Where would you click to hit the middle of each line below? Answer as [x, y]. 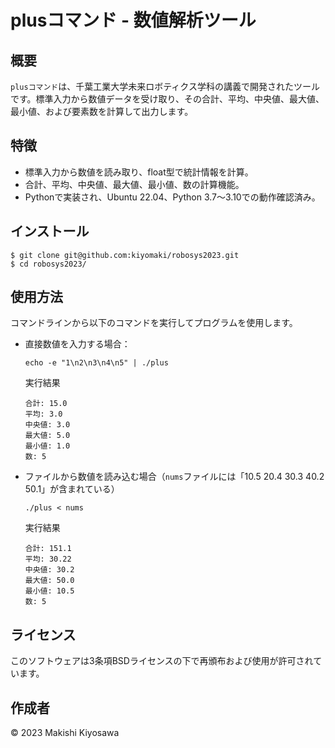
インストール [50, 231]
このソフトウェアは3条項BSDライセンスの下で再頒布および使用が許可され [162, 661]
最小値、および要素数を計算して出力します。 [102, 111]
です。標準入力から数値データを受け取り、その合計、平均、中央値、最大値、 [167, 99]
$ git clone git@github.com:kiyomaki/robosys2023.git [125, 255]
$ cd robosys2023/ [48, 264]
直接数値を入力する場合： [77, 344]
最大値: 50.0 [49, 581]
